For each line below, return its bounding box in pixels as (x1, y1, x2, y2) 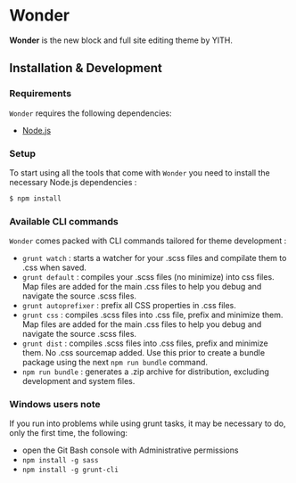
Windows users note (9, 398, 101, 411)
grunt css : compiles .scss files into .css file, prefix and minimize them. (21, 309, 284, 321)
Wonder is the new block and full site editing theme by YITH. (9, 35, 234, 45)
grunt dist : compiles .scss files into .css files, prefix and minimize (21, 338, 269, 348)
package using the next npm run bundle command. (21, 357, 208, 368)
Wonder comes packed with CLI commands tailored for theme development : (9, 235, 287, 246)
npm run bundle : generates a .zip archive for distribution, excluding (21, 366, 270, 377)
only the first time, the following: (9, 428, 127, 438)
